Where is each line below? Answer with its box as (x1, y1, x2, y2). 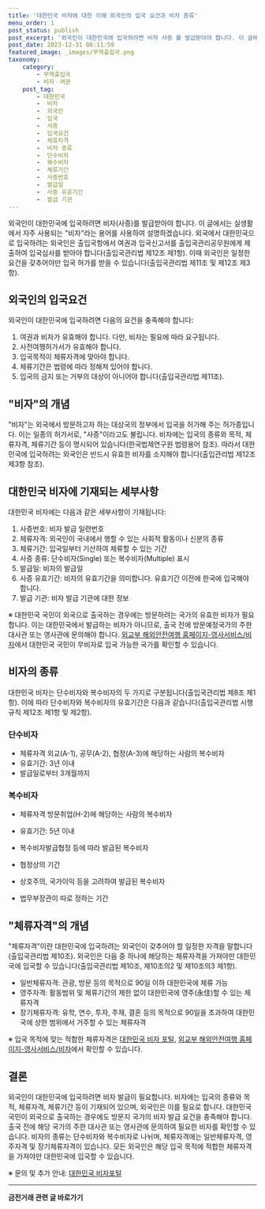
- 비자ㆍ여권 (36, 78, 71, 85)
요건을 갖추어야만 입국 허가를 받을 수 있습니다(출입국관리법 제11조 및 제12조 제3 (8, 258, 251, 267)
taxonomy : (8, 56, 41, 64)
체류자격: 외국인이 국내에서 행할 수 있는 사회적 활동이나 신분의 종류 (19, 533, 224, 543)
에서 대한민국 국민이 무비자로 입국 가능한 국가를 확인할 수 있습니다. (14, 639, 218, 649)
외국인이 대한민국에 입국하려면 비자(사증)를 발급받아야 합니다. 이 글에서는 (8, 218, 233, 228)
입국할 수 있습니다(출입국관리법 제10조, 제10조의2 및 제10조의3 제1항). (22, 961, 237, 971)
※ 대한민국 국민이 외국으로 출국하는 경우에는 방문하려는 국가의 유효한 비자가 (8, 610, 241, 620)
